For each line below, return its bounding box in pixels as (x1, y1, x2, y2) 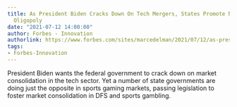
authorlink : (7, 37, 42, 44)
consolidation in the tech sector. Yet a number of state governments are (7, 76, 216, 84)
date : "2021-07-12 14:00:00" (7, 23, 93, 30)
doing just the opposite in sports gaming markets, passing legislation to (7, 84, 215, 92)
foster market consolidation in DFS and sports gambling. (7, 91, 171, 99)
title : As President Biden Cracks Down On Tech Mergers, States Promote (7, 10, 226, 18)
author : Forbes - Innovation (7, 30, 93, 37)
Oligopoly (13, 17, 42, 24)
